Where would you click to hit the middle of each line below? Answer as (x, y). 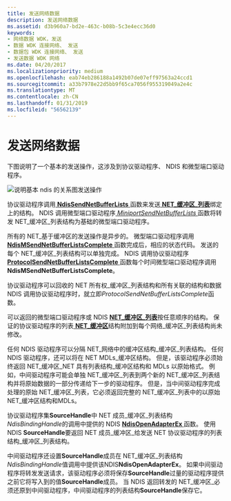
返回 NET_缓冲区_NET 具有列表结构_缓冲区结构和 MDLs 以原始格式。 (110, 366)
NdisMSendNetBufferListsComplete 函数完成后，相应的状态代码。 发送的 (113, 245)
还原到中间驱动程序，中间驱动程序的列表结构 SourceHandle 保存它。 (109, 490)
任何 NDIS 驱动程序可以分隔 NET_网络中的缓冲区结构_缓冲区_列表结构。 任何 (115, 349)
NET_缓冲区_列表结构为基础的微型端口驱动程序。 (84, 221)
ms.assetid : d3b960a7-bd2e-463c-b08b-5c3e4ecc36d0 (81, 26)
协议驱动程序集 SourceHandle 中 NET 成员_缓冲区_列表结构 (90, 415)
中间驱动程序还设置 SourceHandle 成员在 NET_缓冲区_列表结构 (95, 456)
